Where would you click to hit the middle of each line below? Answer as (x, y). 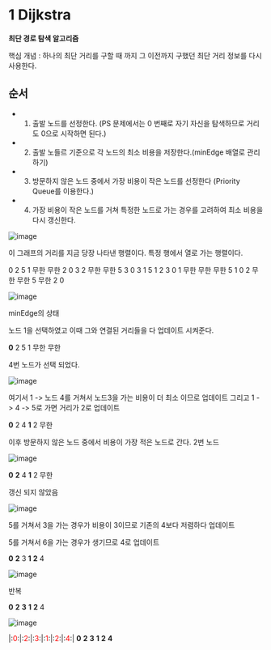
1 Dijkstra (40, 15)
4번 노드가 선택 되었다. (44, 364)
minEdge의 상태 (34, 312)
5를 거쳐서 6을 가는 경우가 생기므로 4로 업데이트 (84, 542)
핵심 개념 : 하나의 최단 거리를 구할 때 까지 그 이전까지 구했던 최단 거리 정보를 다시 (135, 55)
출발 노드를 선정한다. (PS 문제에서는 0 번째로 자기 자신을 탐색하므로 (138, 123)
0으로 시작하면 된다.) (74, 133)
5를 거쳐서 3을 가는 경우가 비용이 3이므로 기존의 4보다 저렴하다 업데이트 (122, 525)
